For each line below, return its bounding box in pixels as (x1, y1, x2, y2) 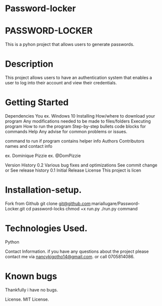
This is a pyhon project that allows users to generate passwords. (5, 41, 135, 47)
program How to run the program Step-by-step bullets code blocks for (5, 123, 146, 129)
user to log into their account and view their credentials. (5, 80, 117, 86)
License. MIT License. (5, 296, 49, 302)
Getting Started (5, 97, 69, 108)
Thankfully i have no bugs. (5, 286, 58, 293)
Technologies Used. (5, 223, 88, 234)
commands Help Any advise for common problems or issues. (5, 129, 127, 134)
